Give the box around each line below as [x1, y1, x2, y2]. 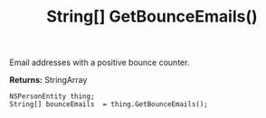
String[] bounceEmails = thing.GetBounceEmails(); [9, 100, 208, 109]
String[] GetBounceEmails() [46, 6, 258, 27]
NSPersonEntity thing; [9, 92, 95, 101]
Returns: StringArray [9, 75, 88, 86]
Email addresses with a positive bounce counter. [9, 57, 190, 68]
